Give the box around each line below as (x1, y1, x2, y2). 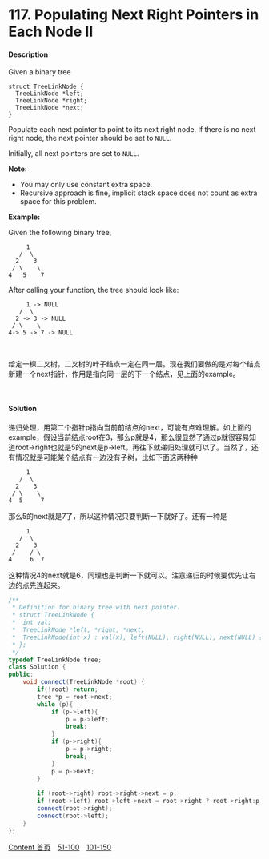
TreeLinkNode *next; (15, 104, 84, 112)
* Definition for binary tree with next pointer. (11, 604, 181, 612)
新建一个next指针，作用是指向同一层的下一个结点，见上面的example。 (8, 370, 240, 379)
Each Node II (8, 22, 94, 41)
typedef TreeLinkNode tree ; (8, 656, 102, 664)
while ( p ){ (37, 700, 74, 709)
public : (8, 670, 34, 679)
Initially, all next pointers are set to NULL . (8, 149, 139, 158)
